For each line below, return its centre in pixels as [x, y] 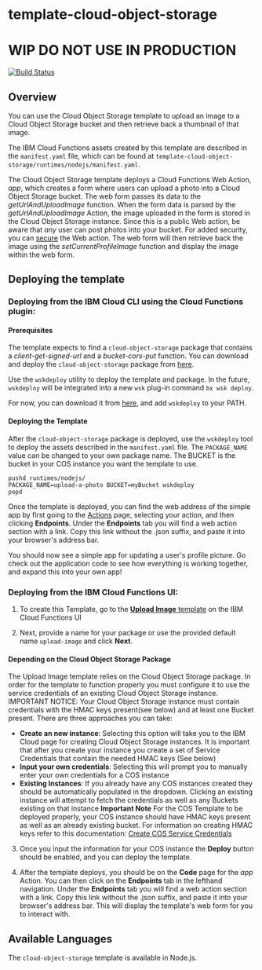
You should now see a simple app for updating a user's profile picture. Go [127, 555]
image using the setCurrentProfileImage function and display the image [124, 246]
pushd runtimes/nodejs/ [47, 478]
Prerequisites [31, 330]
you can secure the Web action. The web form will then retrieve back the [126, 238]
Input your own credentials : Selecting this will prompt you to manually [133, 767]
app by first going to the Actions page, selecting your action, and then [121, 514]
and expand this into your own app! [65, 572]
